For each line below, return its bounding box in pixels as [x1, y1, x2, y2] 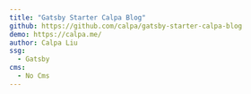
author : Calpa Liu [9, 38, 78, 47]
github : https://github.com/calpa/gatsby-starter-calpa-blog [9, 21, 243, 30]
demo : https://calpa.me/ [9, 30, 102, 38]
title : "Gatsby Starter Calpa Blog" [9, 13, 146, 22]
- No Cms [17, 72, 50, 81]
